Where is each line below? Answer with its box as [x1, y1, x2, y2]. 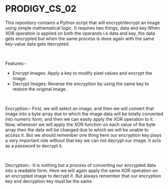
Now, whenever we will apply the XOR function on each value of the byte [5, 121, 156, 127]
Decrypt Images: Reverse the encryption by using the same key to [12, 81, 149, 87]
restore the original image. [12, 86, 67, 92]
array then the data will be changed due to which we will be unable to [5, 126, 149, 133]
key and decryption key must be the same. [5, 178, 93, 184]
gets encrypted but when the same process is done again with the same [5, 36, 154, 42]
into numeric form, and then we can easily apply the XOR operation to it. [5, 116, 154, 122]
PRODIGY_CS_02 [5, 3, 77, 15]
